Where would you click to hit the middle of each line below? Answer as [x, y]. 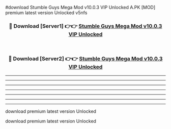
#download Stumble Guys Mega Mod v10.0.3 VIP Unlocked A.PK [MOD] [80, 7]
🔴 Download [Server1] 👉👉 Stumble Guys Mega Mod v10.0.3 [85, 26]
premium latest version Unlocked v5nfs [46, 13]
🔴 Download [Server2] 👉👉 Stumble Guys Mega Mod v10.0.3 [85, 59]
